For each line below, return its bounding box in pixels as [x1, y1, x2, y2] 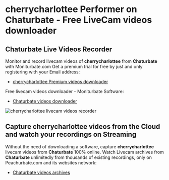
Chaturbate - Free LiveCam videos [5, 14, 152, 26]
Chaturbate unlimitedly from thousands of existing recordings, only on [5, 154, 152, 160]
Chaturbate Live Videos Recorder [5, 45, 112, 53]
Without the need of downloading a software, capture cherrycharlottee [5, 143, 154, 149]
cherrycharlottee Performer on [5, 4, 137, 15]
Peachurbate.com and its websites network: [5, 159, 97, 165]
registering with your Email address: [5, 69, 80, 75]
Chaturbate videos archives [12, 169, 71, 175]
